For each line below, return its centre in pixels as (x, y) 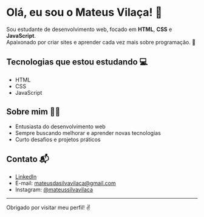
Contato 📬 (28, 159)
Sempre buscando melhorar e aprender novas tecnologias (88, 133)
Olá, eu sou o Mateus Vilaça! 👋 (84, 12)
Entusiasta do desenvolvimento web (60, 126)
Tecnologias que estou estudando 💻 (77, 62)
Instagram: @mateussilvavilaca (54, 190)
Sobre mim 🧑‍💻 (33, 112)
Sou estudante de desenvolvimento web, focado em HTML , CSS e (89, 29)
